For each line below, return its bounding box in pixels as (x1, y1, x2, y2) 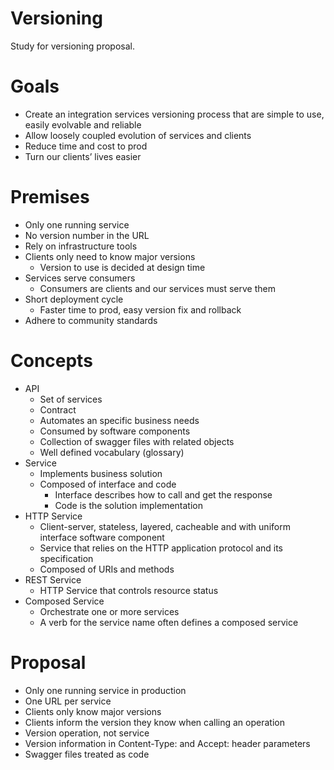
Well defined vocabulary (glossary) (39, 446, 185, 458)
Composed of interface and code (39, 478, 177, 490)
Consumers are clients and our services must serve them (39, 282, 276, 294)
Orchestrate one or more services (39, 605, 180, 617)
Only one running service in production (24, 684, 187, 696)
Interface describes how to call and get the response (54, 488, 273, 501)
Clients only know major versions (24, 705, 162, 717)
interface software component (39, 531, 165, 543)
